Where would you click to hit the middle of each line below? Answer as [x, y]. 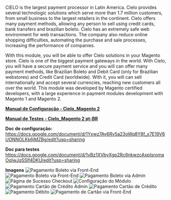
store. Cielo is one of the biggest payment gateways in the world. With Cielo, [86, 61]
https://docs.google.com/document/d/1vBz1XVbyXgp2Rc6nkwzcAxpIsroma [85, 155]
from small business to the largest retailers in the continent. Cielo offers [80, 18]
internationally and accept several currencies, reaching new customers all [83, 82]
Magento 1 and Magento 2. [33, 99]
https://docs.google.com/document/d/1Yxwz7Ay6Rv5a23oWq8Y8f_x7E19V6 [85, 134]
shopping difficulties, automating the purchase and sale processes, [76, 40]
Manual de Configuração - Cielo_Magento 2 [53, 109]
